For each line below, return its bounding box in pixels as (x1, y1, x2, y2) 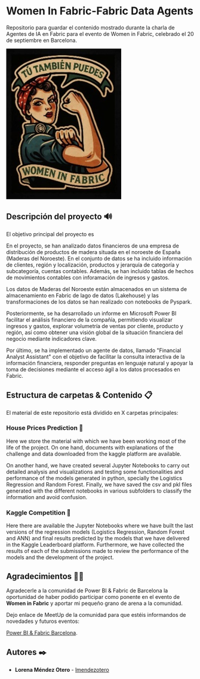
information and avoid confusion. (6, 493, 88, 500)
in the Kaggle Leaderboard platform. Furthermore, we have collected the (6, 541, 184, 548)
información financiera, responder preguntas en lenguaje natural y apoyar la (6, 359, 193, 366)
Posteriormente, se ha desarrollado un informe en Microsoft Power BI (6, 310, 177, 317)
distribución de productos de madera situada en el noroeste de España (6, 248, 181, 255)
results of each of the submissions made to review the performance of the (6, 548, 189, 555)
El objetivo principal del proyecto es (6, 230, 94, 237)
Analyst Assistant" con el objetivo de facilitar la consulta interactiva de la (6, 353, 185, 360)
